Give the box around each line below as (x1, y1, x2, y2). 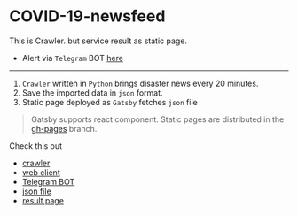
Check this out (9, 140, 63, 151)
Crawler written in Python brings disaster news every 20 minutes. (21, 78, 259, 88)
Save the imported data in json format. (21, 87, 163, 98)
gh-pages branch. (30, 123, 98, 134)
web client (21, 166, 60, 178)
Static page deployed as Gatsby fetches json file (21, 96, 198, 107)
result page (21, 195, 65, 205)
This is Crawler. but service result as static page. (9, 35, 188, 46)
